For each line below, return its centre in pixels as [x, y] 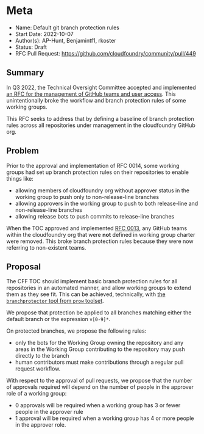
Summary [25, 73]
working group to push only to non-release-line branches [87, 197]
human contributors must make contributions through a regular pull [99, 362]
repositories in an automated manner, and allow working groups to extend [99, 288]
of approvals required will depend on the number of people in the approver [100, 387]
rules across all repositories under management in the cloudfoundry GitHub [101, 125]
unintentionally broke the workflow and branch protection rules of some [96, 100]
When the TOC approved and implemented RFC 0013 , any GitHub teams [97, 228]
